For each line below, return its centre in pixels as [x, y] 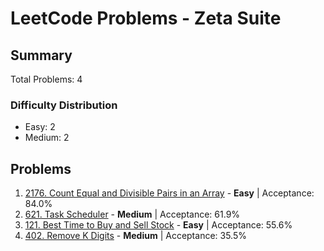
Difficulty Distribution [64, 105]
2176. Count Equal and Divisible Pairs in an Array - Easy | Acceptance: [169, 193]
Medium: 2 [47, 138]
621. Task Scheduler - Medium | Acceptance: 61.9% [132, 214]
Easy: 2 [40, 127]
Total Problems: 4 [46, 79]
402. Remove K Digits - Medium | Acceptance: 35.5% [135, 236]
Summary [41, 55]
